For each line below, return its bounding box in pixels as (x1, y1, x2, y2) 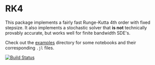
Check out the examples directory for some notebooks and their (5, 39, 137, 45)
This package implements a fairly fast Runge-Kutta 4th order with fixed (5, 19, 151, 25)
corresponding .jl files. (5, 45, 55, 51)
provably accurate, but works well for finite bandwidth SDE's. (5, 30, 131, 36)
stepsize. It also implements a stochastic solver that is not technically (5, 24, 148, 30)
